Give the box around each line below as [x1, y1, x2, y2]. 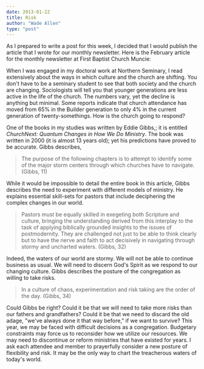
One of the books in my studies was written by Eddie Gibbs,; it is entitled [6, 124, 188, 131]
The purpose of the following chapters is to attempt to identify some [21, 155, 192, 163]
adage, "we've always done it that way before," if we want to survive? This [6, 317, 193, 325]
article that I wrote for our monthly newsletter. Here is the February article [6, 49, 191, 56]
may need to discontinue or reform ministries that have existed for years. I [6, 336, 191, 344]
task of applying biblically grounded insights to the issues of [21, 224, 172, 231]
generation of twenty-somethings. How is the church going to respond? [6, 112, 186, 120]
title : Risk [6, 15, 36, 21]
